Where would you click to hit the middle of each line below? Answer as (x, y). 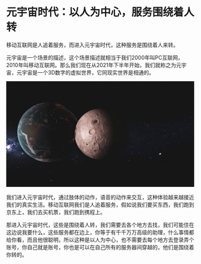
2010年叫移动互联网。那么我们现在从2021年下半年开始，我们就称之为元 (94, 65)
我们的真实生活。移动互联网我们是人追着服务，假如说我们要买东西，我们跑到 (100, 204)
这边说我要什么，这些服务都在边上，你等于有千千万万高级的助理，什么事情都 (100, 232)
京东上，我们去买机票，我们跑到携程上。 (56, 212)
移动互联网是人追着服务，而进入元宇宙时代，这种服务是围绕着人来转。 (92, 45)
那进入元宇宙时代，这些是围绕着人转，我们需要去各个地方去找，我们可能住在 (100, 225)
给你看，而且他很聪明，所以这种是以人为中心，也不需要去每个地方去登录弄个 (100, 240)
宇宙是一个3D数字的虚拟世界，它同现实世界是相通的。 (88, 72)
